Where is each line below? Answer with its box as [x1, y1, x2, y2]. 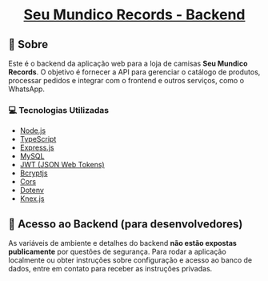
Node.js [19, 126, 46, 135]
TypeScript [19, 134, 57, 144]
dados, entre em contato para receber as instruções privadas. [8, 264, 213, 274]
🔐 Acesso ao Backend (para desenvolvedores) [8, 217, 243, 231]
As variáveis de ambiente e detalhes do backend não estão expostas [8, 239, 238, 248]
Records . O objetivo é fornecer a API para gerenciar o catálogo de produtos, [8, 67, 261, 77]
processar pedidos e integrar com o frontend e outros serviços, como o [8, 76, 245, 85]
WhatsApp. [8, 84, 46, 94]
